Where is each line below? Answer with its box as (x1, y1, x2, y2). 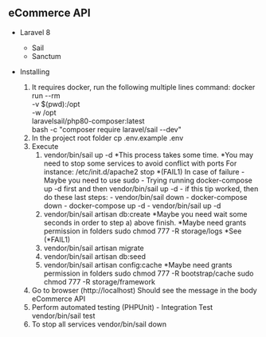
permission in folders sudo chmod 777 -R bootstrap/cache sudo (43, 268, 254, 278)
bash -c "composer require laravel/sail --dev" (31, 124, 182, 134)
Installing (19, 67, 50, 76)
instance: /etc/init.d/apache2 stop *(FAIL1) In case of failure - (43, 167, 245, 176)
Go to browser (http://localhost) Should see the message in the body (31, 285, 257, 295)
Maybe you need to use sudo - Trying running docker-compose (43, 175, 252, 185)
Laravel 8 (19, 27, 51, 37)
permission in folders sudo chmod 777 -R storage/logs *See (43, 226, 242, 236)
